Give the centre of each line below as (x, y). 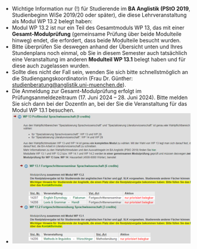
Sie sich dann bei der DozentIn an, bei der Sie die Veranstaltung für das (99, 104)
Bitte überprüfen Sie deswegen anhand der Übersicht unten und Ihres (97, 47)
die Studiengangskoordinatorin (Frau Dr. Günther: (72, 78)
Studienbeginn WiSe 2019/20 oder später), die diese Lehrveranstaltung (99, 15)
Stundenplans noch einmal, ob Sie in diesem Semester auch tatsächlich (99, 53)
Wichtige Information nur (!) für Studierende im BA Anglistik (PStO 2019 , (101, 9)
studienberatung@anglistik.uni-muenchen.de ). (69, 85)
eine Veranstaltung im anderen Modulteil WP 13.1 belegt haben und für (99, 59)
